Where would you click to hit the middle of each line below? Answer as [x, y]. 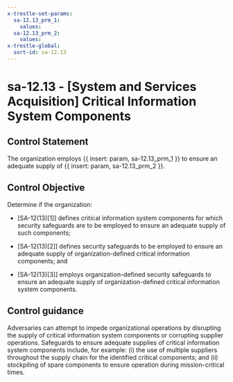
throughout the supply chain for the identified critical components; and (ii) [113, 357]
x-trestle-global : [34, 46]
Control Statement [48, 142]
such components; [44, 233]
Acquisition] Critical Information [102, 102]
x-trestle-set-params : [40, 14]
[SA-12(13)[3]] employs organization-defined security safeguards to [114, 274]
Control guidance [46, 311]
